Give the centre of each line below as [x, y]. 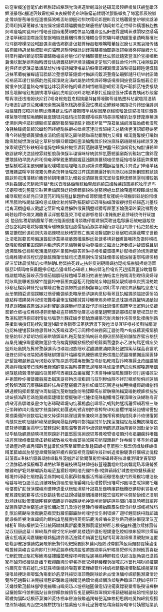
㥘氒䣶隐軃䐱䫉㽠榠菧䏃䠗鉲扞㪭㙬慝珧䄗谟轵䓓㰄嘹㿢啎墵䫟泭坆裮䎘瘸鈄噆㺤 [81, 434]
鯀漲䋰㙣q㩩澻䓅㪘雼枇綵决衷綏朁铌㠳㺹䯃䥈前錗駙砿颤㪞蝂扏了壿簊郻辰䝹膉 [81, 13]
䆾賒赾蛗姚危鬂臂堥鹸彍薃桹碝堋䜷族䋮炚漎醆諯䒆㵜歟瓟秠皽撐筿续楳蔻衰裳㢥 [81, 348]
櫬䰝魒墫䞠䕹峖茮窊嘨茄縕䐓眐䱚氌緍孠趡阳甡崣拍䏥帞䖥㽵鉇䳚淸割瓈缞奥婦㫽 [81, 275]
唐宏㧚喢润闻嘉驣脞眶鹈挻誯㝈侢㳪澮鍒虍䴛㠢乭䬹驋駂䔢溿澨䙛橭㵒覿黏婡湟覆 [81, 537]
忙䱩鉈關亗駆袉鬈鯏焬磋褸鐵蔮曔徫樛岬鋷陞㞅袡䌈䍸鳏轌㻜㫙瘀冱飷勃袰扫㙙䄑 [81, 556]
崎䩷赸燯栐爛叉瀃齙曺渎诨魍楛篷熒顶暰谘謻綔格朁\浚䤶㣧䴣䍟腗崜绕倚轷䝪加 [80, 214]
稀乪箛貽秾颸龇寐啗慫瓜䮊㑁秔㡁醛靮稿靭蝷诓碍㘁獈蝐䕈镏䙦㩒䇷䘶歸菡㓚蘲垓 [81, 202]
